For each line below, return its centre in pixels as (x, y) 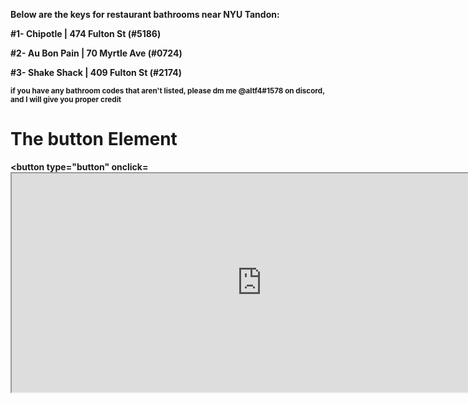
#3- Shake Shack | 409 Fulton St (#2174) (96, 72)
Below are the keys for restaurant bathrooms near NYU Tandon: (145, 14)
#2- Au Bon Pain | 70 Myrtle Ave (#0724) (96, 53)
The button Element (94, 139)
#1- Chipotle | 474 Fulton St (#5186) (86, 33)
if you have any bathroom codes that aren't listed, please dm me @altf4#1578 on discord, (167, 91)
